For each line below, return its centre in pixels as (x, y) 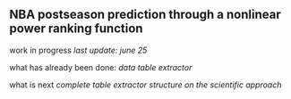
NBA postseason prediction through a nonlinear (145, 15)
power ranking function (76, 29)
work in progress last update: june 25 (78, 50)
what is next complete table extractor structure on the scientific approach (145, 85)
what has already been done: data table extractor (101, 67)
